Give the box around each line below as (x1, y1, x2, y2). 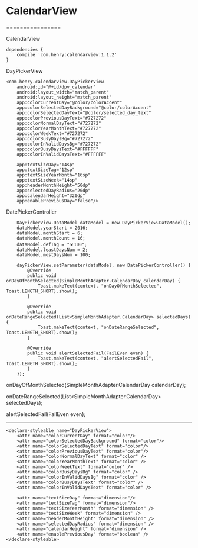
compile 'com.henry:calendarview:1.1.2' (16, 51, 117, 57)
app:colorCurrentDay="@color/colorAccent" (16, 99, 123, 105)
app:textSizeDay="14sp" (16, 162, 75, 167)
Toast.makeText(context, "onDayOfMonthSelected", (37, 283, 162, 289)
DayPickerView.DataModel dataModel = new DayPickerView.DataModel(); (16, 220, 192, 225)
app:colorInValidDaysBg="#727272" (16, 141, 101, 147)
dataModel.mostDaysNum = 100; (16, 252, 91, 258)
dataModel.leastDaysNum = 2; (16, 247, 88, 253)
